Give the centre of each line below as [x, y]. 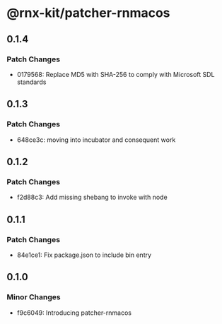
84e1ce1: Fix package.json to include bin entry [84, 255]
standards [31, 82]
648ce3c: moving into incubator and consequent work [96, 140]
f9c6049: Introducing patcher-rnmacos [74, 313]
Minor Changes [34, 297]
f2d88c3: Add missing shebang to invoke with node [92, 197]
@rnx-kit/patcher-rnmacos [88, 13]
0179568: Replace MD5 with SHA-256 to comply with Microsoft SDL [116, 74]
